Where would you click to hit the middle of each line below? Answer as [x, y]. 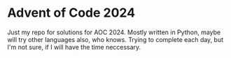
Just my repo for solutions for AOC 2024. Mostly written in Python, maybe [114, 32]
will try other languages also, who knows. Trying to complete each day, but [115, 39]
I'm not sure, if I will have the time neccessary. [74, 47]
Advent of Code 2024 [71, 13]
